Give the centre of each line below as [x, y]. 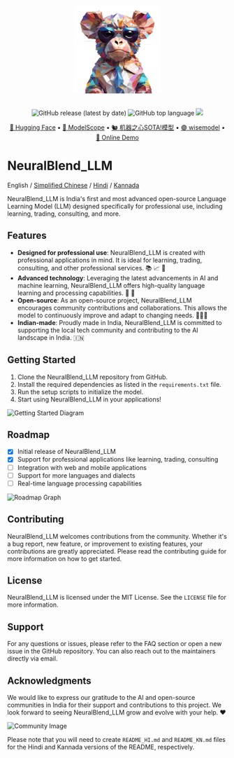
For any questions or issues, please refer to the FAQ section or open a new [115, 644]
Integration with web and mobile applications [82, 467]
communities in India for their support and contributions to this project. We [115, 705]
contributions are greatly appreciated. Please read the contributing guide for [117, 551]
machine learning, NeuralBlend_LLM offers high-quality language [111, 285]
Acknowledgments [50, 681]
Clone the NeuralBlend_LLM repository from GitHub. [93, 377]
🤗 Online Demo [117, 137]
